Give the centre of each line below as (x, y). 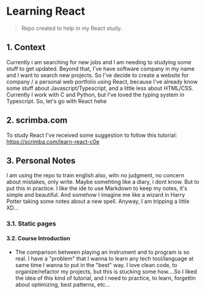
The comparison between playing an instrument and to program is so (102, 252)
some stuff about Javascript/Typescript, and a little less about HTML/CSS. (100, 88)
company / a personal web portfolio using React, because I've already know (102, 81)
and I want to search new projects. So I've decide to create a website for (98, 75)
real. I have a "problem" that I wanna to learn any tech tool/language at (104, 259)
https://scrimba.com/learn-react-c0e (53, 141)
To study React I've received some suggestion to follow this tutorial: (92, 135)
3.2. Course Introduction (38, 238)
